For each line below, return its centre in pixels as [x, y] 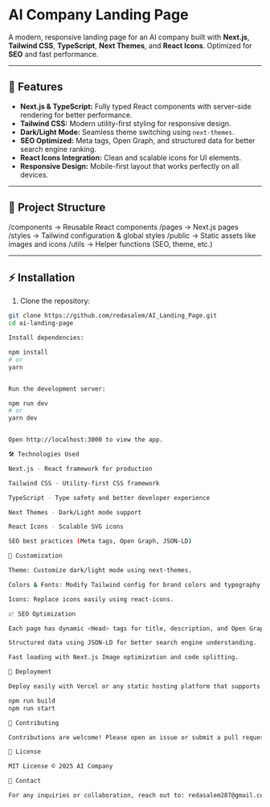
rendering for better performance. [76, 115]
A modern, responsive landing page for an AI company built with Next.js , [129, 37]
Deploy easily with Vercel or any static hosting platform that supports [135, 686]
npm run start [32, 708]
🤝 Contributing [34, 723]
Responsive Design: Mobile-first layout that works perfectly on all [129, 166]
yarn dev [23, 418]
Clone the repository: [55, 301]
